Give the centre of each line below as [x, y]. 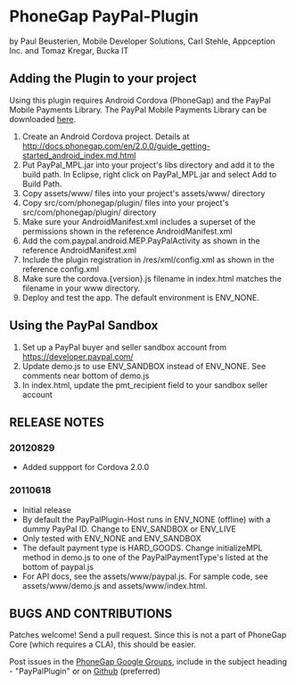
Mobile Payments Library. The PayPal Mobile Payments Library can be [138, 110]
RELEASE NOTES [57, 422]
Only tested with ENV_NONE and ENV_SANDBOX [112, 538]
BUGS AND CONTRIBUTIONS [91, 613]
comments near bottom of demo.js [86, 376]
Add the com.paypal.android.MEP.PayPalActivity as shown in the [141, 240]
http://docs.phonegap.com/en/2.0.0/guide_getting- [116, 145]
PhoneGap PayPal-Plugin [104, 17]
